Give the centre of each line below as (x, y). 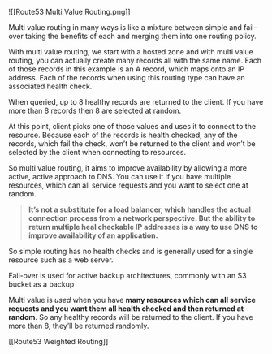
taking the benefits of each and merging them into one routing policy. (141, 36)
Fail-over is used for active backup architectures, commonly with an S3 (127, 276)
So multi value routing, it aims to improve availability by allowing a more (128, 168)
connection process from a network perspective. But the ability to (142, 218)
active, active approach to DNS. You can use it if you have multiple (120, 177)
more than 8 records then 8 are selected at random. (95, 110)
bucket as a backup (41, 284)
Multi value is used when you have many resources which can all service (132, 300)
